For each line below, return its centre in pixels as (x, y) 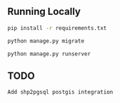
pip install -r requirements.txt (57, 28)
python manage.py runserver (49, 54)
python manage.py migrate (46, 41)
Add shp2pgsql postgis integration (60, 92)
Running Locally (44, 12)
